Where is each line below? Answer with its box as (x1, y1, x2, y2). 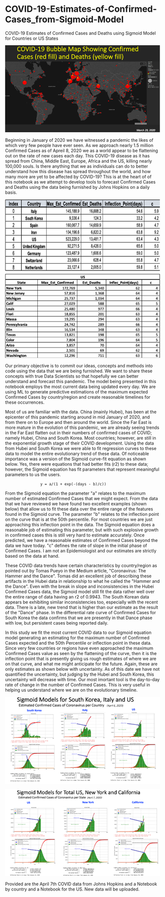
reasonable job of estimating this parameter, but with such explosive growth (5, 527, 159, 533)
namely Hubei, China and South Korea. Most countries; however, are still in (5, 435, 156, 441)
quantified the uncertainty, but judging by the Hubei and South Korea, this (5, 671, 154, 677)
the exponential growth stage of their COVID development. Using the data (5, 440, 154, 446)
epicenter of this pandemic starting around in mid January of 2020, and (5, 414, 150, 420)
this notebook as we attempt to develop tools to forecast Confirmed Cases (5, 179, 156, 185)
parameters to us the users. (5, 472, 61, 478)
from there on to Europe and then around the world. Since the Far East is (5, 419, 152, 425)
